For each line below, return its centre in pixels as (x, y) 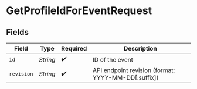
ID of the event (113, 59)
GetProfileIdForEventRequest (79, 11)
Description (140, 49)
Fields (18, 32)
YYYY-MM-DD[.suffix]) (126, 78)
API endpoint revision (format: (134, 70)
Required (74, 49)
